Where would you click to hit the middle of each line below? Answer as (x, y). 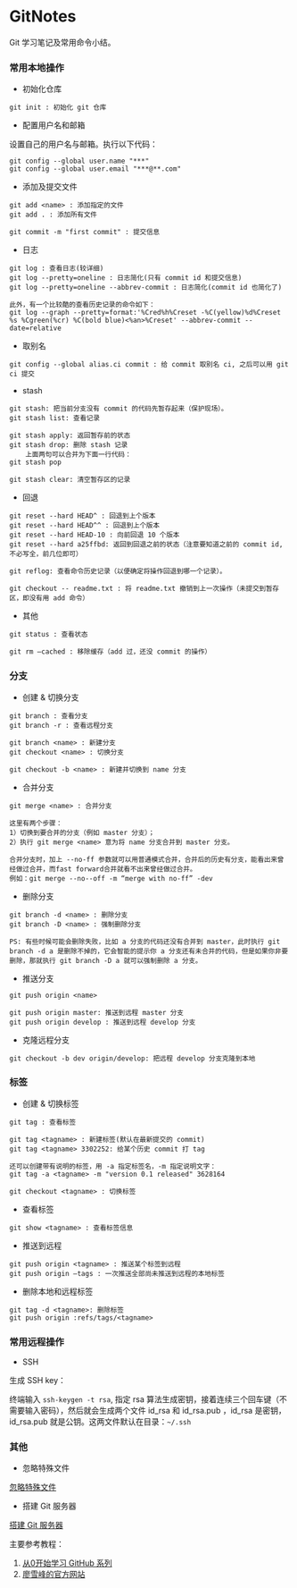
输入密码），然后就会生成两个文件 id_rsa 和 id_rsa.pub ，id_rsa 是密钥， (156, 1411)
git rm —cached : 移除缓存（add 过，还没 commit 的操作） (111, 652)
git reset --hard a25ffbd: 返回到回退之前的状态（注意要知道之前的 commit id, (146, 545)
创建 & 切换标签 (50, 1103)
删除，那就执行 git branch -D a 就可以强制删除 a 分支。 (106, 960)
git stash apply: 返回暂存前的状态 (70, 435)
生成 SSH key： (38, 1381)
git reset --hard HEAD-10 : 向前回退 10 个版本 (95, 535)
